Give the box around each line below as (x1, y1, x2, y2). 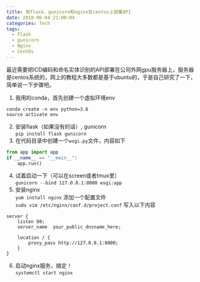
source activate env (6, 111, 59, 117)
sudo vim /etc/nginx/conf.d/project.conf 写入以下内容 (15, 201, 155, 208)
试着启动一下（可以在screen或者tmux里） (15, 172, 120, 179)
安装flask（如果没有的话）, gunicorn (15, 123, 107, 130)
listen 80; (17, 219, 45, 225)
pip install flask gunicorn (15, 131, 87, 137)
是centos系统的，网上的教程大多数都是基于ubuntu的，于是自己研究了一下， (6, 74, 196, 81)
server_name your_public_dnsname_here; (17, 224, 121, 230)
